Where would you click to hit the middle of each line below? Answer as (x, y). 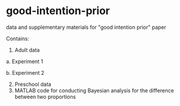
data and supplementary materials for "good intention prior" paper (86, 27)
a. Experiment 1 (25, 61)
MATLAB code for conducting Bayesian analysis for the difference (94, 90)
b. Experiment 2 (25, 72)
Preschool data (33, 84)
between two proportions (45, 97)
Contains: (18, 38)
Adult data (27, 50)
